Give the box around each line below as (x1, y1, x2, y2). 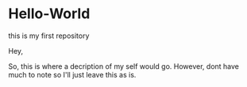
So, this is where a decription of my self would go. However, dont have (8, 61, 240, 71)
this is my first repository (8, 31, 90, 40)
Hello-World (8, 5, 91, 23)
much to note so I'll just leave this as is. (8, 70, 137, 79)
